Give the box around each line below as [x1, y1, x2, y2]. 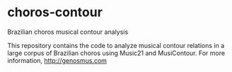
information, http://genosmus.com [7, 56, 108, 64]
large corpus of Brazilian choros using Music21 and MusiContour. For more [7, 49, 225, 57]
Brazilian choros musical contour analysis [7, 28, 129, 36]
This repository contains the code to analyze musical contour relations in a [7, 41, 225, 49]
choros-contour [7, 4, 103, 20]
